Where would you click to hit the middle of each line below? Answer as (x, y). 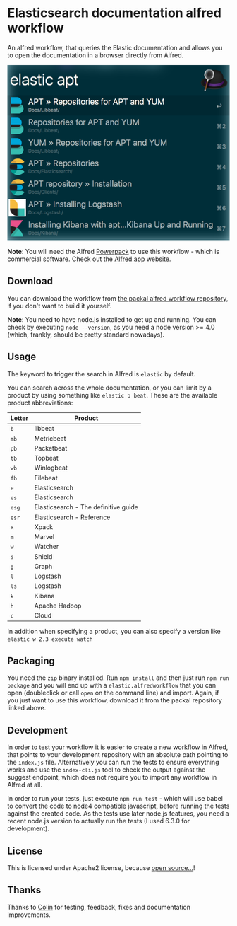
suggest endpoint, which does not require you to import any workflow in (112, 777)
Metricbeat (50, 438)
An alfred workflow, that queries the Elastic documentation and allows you (115, 47)
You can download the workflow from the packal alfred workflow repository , (118, 298)
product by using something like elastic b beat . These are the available (113, 395)
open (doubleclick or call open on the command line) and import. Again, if (113, 693)
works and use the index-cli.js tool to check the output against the (107, 770)
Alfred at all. (25, 785)
